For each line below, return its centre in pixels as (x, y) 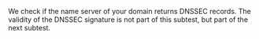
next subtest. (30, 28)
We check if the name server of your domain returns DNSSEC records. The (130, 11)
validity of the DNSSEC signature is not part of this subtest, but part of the (128, 19)
